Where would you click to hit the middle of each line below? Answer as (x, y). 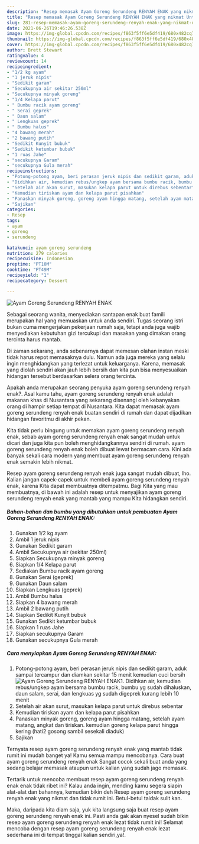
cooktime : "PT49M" (29, 270)
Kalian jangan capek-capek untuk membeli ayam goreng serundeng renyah (98, 479)
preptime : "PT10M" (29, 264)
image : (15, 34)
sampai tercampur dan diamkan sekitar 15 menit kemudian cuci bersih (100, 674)
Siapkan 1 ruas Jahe (40, 627)
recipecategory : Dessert (37, 281)
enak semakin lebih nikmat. (40, 461)
